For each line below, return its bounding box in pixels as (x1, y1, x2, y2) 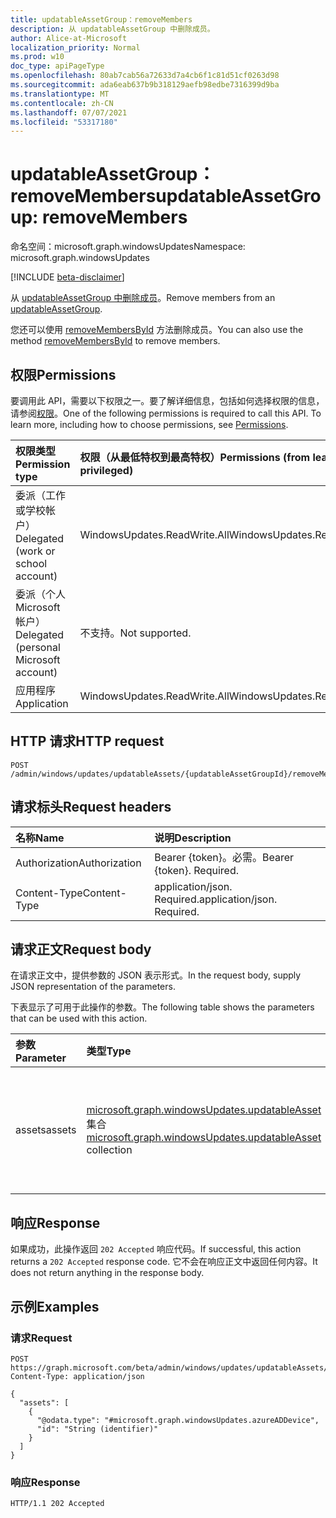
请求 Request (10, 1331, 73, 1345)
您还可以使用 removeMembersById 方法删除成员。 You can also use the (10, 324, 304, 336)
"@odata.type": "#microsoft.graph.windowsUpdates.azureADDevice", (36, 1415, 320, 1425)
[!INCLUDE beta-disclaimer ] (10, 271, 125, 283)
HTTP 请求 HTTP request (10, 733, 165, 750)
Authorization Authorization (15, 856, 142, 870)
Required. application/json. (154, 892, 278, 906)
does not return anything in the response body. (10, 1267, 205, 1279)
